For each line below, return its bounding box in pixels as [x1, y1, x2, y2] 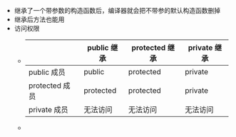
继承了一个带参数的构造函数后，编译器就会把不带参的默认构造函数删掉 [14, 6, 221, 14]
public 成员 [28, 67, 66, 77]
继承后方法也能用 [14, 15, 65, 24]
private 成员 [28, 105, 69, 114]
